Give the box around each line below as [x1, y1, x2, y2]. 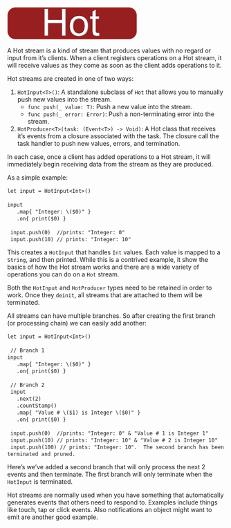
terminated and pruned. [7, 451, 76, 458]
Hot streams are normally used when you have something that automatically [7, 491, 224, 499]
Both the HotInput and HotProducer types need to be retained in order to [7, 283, 212, 292]
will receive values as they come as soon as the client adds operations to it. [7, 62, 223, 69]
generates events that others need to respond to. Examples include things [7, 498, 218, 507]
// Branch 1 [10, 347, 45, 354]
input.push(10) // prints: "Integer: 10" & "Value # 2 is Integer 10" [10, 437, 218, 444]
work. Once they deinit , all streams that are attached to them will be [7, 291, 203, 299]
